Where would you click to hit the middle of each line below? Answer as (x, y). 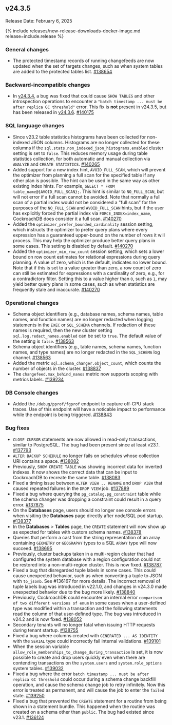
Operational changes (32, 303)
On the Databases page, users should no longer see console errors (84, 510)
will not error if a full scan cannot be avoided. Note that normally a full (87, 197)
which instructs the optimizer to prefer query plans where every (80, 229)
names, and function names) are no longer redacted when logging (83, 319)
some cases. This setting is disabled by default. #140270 (73, 246)
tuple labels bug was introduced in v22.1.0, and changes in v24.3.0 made (90, 586)
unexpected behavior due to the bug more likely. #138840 (74, 592)
